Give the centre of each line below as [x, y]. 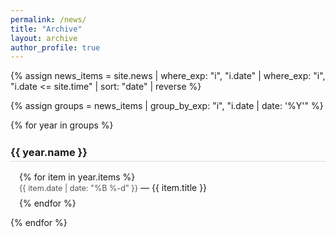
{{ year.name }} [49, 152]
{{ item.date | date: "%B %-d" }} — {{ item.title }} [113, 188]
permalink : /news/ [48, 19]
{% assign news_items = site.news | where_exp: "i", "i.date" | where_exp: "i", [168, 76]
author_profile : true [55, 47]
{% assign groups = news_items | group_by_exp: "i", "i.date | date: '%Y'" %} [167, 106]
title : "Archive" [46, 29]
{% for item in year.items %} [77, 177]
